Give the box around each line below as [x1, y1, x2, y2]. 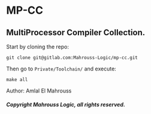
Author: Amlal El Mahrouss [6, 87, 72, 94]
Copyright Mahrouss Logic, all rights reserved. [6, 101, 126, 108]
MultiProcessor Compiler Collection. [6, 27, 146, 38]
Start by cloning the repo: [6, 43, 70, 50]
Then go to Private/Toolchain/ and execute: [6, 65, 117, 72]
